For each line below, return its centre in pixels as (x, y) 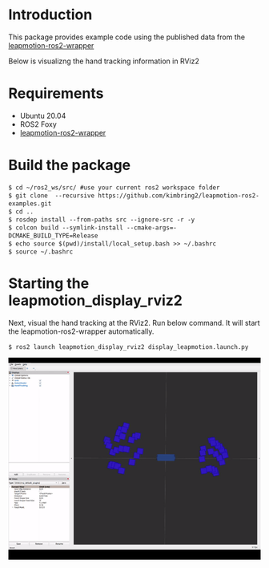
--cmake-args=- (152, 227)
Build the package (70, 165)
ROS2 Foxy (38, 124)
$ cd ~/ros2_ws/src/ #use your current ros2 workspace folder (114, 187)
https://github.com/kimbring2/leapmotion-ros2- (179, 195)
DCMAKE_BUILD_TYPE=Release (53, 235)
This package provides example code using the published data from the (127, 37)
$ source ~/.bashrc (41, 252)
